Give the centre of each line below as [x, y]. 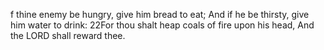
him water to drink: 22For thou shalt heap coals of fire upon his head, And [162, 25]
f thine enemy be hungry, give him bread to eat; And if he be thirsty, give [160, 14]
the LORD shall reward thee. [68, 35]
